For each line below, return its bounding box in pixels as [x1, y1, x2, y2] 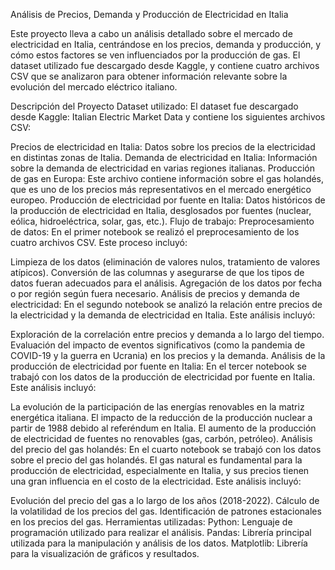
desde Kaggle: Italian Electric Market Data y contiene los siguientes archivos [10, 111, 326, 123]
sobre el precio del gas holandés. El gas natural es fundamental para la [10, 454, 303, 466]
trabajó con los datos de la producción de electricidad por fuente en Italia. [10, 371, 316, 383]
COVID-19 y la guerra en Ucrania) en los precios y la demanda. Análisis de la [10, 350, 326, 361]
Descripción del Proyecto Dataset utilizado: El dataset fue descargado [10, 100, 299, 112]
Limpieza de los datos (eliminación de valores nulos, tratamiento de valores [10, 256, 321, 268]
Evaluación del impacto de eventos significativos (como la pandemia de [10, 339, 306, 351]
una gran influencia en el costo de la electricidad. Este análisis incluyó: [10, 475, 302, 487]
